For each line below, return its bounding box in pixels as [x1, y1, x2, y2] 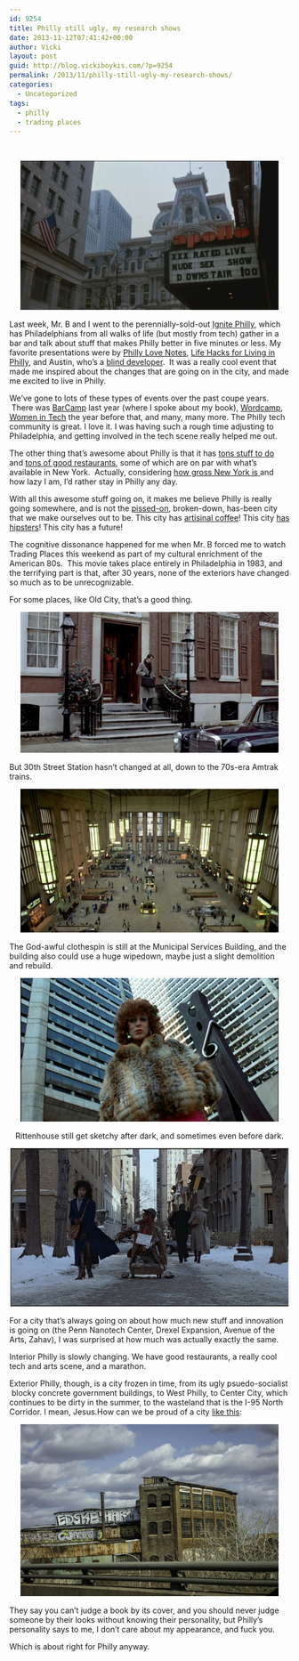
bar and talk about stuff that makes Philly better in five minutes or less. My [9, 338, 282, 349]
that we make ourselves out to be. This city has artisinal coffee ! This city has [9, 513, 290, 523]
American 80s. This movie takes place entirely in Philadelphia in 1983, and [9, 558, 283, 569]
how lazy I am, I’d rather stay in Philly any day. [9, 476, 178, 487]
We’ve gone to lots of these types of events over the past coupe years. [9, 393, 270, 404]
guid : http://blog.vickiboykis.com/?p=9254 [9, 61, 174, 70]
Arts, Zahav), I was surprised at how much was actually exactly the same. [9, 1334, 279, 1345]
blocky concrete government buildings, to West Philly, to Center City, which [11, 1388, 288, 1398]
